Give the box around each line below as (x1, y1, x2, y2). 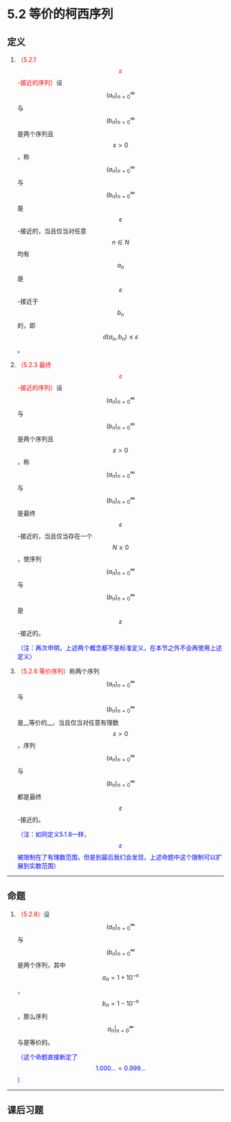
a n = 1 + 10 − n (102, 972, 140, 983)
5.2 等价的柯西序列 (7, 6, 113, 22)
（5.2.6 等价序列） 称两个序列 (16, 667, 100, 675)
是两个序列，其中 (16, 961, 66, 969)
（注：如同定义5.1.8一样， (16, 830, 91, 838)
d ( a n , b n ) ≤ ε (102, 333, 139, 342)
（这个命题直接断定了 (16, 1052, 78, 1061)
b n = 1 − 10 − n (102, 998, 140, 1009)
